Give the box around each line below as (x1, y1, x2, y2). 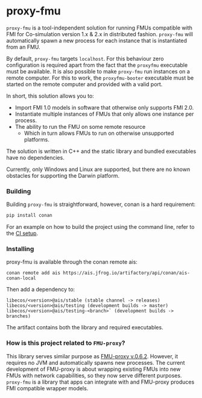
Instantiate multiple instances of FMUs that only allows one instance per (14, 110, 194, 117)
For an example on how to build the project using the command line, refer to (6, 223, 195, 231)
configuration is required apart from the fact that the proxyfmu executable (6, 61, 188, 69)
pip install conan (6, 213, 52, 219)
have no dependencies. (6, 154, 65, 161)
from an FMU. (6, 43, 40, 51)
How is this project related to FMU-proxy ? (6, 339, 125, 347)
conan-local (6, 275, 36, 281)
